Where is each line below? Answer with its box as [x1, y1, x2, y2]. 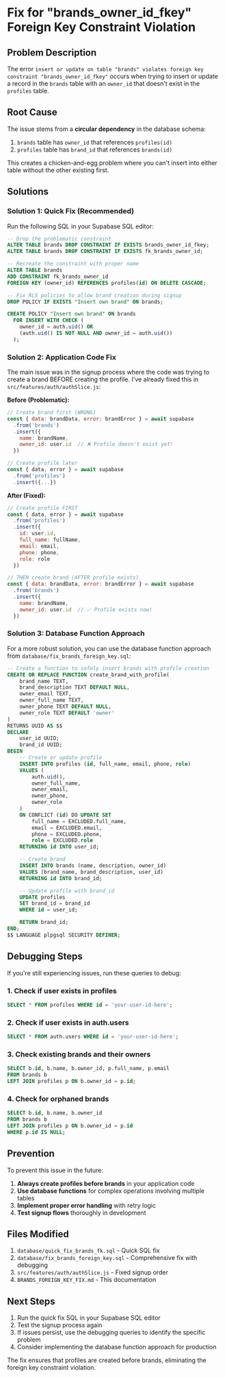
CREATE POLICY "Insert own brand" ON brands [7, 311, 136, 318]
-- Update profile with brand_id [19, 887, 115, 894]
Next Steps [7, 1295, 55, 1307]
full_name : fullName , [19, 536, 81, 543]
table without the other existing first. [7, 166, 109, 174]
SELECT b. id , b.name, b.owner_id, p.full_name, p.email [7, 1065, 170, 1072]
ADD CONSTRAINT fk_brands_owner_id [7, 273, 109, 280]
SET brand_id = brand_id [19, 900, 90, 907]
